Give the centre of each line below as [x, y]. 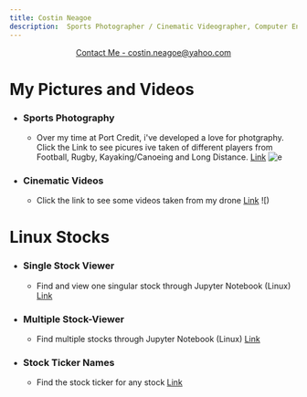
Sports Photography [69, 118]
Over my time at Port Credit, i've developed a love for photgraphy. [160, 137]
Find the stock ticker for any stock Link [109, 382]
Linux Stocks [60, 237]
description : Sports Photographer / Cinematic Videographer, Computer [148, 26]
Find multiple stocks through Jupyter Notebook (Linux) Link [148, 340]
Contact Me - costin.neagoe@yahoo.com [153, 52]
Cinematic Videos [63, 181]
